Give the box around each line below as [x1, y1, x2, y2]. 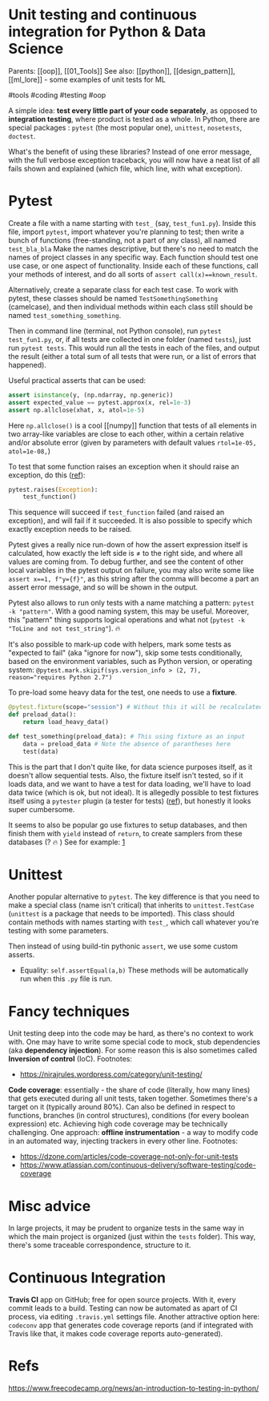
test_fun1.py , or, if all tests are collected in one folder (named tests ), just [8, 334, 251, 344]
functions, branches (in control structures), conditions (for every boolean [8, 1111, 250, 1121]
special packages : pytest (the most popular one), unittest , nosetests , [8, 123, 243, 132]
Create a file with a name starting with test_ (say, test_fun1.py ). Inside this [8, 218, 256, 227]
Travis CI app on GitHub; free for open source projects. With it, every [8, 1295, 236, 1305]
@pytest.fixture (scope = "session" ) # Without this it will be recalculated [8, 703, 263, 711]
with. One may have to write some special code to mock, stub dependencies [8, 1037, 261, 1047]
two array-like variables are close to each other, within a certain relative [8, 429, 244, 438]
